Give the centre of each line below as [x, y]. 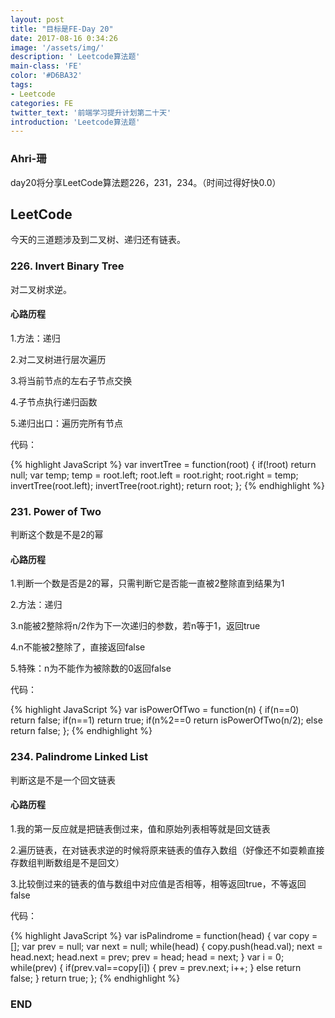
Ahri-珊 [28, 159]
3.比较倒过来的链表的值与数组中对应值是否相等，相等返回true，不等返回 [158, 883]
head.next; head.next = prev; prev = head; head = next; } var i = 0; [147, 957]
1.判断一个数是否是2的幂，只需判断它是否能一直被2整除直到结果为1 [147, 583]
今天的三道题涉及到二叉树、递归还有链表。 [98, 240]
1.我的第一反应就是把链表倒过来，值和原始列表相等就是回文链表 [140, 828]
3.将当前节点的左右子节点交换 [71, 380]
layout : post [37, 19]
